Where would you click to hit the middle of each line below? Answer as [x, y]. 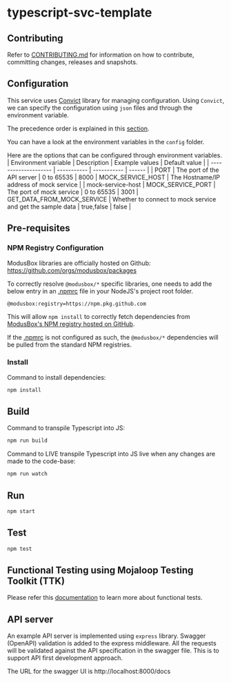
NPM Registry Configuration [56, 248]
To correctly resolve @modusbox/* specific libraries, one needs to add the [110, 284]
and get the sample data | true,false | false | [69, 206]
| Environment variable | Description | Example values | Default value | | [108, 162]
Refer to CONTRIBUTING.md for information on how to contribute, [101, 55]
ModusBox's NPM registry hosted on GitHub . [71, 324]
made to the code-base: [41, 461]
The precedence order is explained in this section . [78, 128]
